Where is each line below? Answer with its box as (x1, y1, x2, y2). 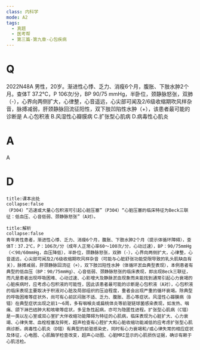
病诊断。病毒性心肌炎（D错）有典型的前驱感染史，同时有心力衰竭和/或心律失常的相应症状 (6, 325, 194, 332)
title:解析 (6, 225, 32, 231)
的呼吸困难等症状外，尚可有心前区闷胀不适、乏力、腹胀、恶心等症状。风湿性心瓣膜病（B (6, 294, 191, 300)
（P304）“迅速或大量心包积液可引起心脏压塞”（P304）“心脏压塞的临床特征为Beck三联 (6, 207, 189, 213)
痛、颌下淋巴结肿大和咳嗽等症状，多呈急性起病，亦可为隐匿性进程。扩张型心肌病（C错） (6, 306, 191, 313)
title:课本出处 (6, 196, 41, 202)
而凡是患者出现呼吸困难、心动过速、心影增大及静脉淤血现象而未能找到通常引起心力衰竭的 (6, 275, 193, 281)
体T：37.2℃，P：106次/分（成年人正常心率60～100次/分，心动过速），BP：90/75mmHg (6, 243, 192, 249)
